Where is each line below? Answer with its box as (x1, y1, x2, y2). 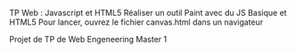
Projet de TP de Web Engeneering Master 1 (9, 34, 168, 44)
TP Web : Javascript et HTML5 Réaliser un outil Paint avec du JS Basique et (9, 8, 287, 18)
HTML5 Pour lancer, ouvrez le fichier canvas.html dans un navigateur (9, 17, 264, 27)
